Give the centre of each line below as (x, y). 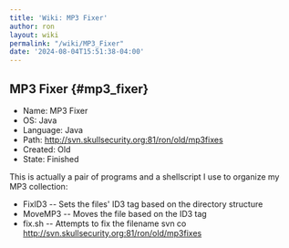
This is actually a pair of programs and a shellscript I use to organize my (144, 176)
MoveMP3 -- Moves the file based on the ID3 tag (114, 213)
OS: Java (40, 120)
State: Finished (51, 159)
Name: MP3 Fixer (55, 110)
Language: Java (53, 129)
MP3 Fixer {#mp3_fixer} (79, 89)
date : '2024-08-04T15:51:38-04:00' (77, 52)
